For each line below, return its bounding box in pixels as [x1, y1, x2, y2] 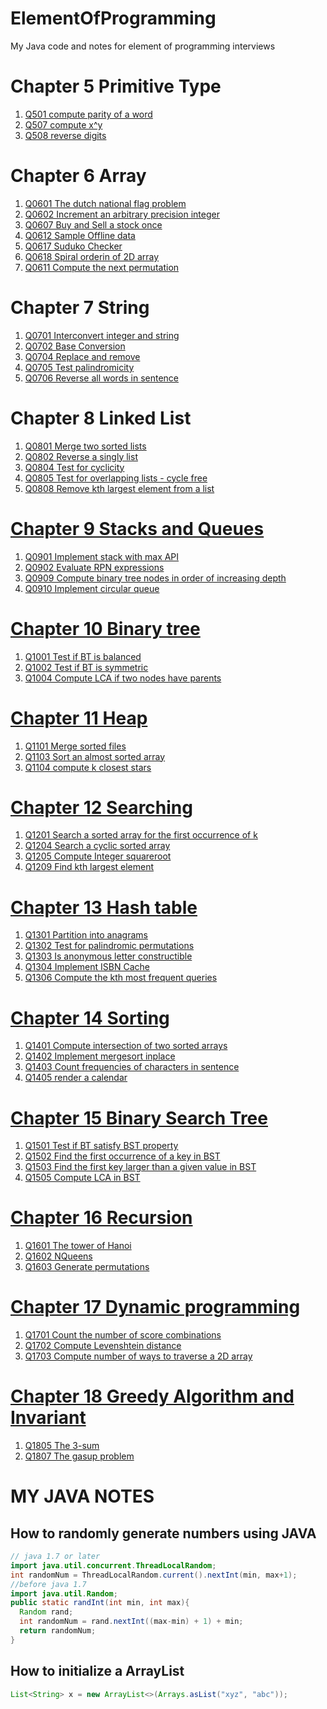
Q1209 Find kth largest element [24, 861, 155, 873]
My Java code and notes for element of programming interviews [10, 40, 276, 52]
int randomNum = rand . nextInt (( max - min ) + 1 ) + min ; [19, 1617, 244, 1627]
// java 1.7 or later [10, 1552, 101, 1562]
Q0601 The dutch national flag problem [24, 197, 187, 209]
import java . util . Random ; [10, 1588, 118, 1599]
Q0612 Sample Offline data [24, 229, 136, 241]
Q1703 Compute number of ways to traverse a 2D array [24, 1350, 253, 1362]
